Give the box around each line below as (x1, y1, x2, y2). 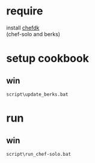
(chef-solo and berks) (6, 30, 61, 37)
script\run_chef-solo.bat (6, 151, 71, 157)
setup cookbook (6, 52, 89, 66)
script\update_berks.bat (6, 91, 69, 97)
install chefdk (6, 24, 40, 31)
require (6, 4, 43, 18)
